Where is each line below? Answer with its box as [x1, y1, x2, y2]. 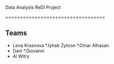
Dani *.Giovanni [12, 48, 45, 54]
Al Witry [12, 53, 29, 59]
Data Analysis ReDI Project [5, 5, 61, 10]
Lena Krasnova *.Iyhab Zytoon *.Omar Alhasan [12, 42, 109, 48]
